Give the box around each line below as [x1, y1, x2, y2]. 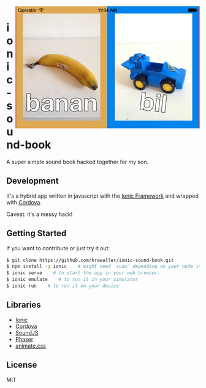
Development [6, 176, 59, 186]
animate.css [15, 342, 46, 349]
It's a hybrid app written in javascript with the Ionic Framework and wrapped [6, 192, 199, 200]
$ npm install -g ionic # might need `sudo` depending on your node [6, 263, 193, 270]
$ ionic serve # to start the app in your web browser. [6, 270, 161, 276]
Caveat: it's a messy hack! [6, 211, 73, 218]
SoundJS [15, 329, 39, 336]
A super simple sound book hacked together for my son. [6, 158, 149, 165]
